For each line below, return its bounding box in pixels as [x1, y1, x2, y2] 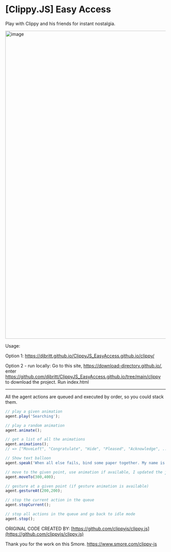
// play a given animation [5, 409, 63, 414]
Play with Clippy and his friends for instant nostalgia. [5, 20, 116, 27]
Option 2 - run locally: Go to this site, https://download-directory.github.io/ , [5, 362, 162, 369]
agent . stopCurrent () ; [5, 502, 51, 508]
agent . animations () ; [5, 442, 49, 447]
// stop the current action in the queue [5, 497, 95, 503]
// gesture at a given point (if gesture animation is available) [5, 484, 149, 489]
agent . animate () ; [5, 428, 42, 433]
